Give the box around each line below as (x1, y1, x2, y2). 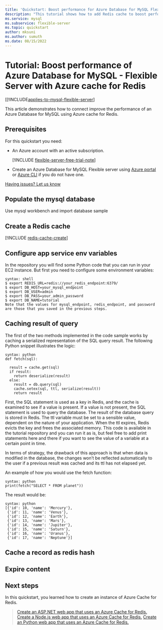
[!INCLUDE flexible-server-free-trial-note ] (12, 157, 96, 163)
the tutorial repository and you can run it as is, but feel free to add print (5, 430, 147, 436)
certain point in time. (5, 440, 46, 446)
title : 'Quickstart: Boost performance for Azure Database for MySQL (5, 7, 149, 12)
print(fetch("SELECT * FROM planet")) (5, 483, 83, 488)
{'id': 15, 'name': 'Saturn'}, (7, 526, 70, 532)
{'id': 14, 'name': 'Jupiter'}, (7, 522, 73, 527)
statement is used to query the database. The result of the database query (5, 409, 154, 415)
